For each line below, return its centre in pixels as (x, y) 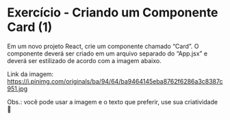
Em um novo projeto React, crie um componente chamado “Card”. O (103, 46)
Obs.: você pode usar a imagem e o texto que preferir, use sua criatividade (112, 101)
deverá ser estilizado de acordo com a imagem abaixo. (85, 60)
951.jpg (17, 88)
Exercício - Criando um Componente (113, 13)
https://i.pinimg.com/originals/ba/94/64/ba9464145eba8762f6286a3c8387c (115, 81)
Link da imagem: (30, 74)
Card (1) (30, 27)
